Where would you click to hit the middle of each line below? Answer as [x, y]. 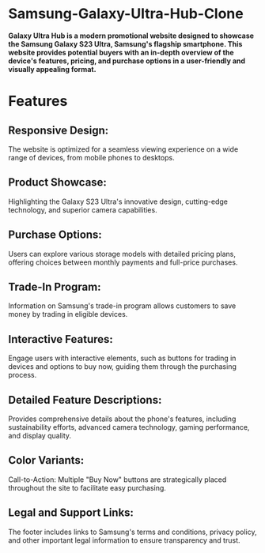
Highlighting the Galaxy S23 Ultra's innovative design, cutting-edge [118, 201]
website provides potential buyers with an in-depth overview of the [121, 52]
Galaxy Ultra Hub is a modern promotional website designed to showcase [131, 36]
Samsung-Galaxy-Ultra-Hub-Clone [126, 14]
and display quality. [40, 436]
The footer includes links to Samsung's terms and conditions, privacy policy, [132, 532]
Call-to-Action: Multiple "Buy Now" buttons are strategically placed [117, 480]
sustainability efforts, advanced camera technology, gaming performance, [129, 427]
